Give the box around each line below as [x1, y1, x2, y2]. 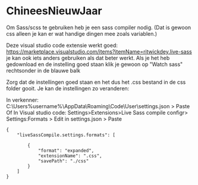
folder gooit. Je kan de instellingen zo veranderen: [6, 84, 130, 92]
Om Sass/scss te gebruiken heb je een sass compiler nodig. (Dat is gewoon [6, 24, 191, 31]
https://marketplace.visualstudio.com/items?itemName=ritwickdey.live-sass [6, 48, 192, 55]
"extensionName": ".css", [37, 153, 102, 159]
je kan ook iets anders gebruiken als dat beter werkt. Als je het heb [6, 54, 170, 61]
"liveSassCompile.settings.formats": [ [17, 132, 116, 138]
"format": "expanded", [37, 148, 95, 153]
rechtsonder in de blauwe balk [6, 67, 81, 74]
